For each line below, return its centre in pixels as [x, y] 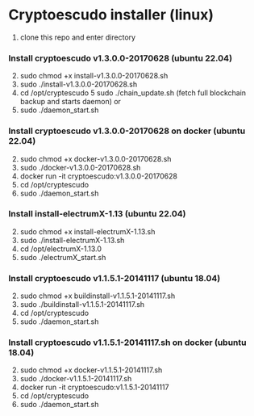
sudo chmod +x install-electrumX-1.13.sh [87, 231]
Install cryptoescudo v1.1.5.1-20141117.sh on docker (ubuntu [127, 342]
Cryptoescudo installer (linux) [111, 15]
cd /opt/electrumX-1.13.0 [61, 249]
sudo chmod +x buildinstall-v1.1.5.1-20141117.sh [98, 296]
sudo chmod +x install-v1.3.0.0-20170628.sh [94, 76]
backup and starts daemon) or [70, 102]
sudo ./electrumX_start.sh [63, 257]
